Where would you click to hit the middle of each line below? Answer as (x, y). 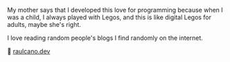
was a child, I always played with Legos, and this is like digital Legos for (109, 17)
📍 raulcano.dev (29, 51)
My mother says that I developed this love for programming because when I (115, 10)
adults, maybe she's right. (44, 24)
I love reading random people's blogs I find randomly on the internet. (105, 38)
